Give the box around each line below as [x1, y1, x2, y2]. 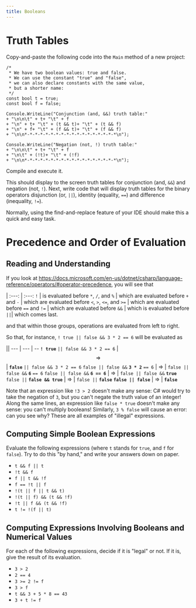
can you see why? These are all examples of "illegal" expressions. [6, 412, 166, 419]
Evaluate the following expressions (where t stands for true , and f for [6, 444, 174, 452]
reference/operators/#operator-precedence [6, 281, 112, 288]
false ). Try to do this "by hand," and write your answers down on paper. [6, 451, 180, 458]
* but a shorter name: [8, 85, 64, 91]
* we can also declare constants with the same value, [8, 80, 145, 86]
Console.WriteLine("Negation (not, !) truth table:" [6, 141, 137, 147]
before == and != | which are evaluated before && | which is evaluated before [6, 305, 190, 312]
